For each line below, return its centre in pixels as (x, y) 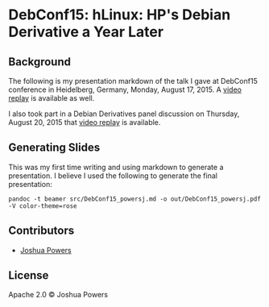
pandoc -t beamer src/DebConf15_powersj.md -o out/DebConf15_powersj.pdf (135, 199)
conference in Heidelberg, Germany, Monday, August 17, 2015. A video (125, 89)
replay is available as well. (52, 98)
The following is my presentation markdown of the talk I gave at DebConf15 (133, 81)
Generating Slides (54, 148)
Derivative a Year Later (86, 32)
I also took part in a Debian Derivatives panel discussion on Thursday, (124, 114)
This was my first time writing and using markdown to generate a (116, 167)
